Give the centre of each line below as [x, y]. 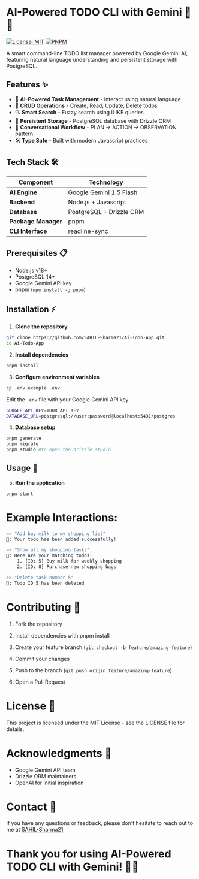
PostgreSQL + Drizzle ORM [106, 212]
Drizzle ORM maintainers [46, 776]
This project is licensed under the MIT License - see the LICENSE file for [95, 723]
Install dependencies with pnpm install [62, 635]
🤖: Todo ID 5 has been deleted [45, 583]
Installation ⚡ [31, 309]
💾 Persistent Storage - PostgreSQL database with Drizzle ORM [93, 121]
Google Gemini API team [45, 770]
